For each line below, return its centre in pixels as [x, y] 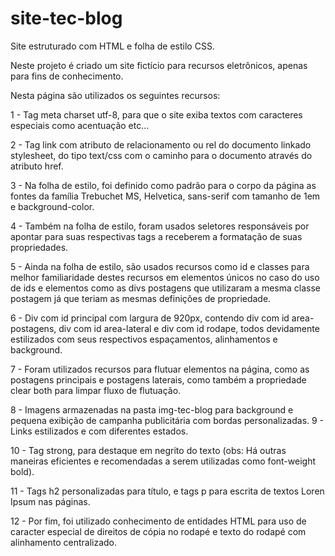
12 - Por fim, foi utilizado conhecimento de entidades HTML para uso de [158, 521]
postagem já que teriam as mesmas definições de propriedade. [141, 298]
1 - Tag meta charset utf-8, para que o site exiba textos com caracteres [156, 114]
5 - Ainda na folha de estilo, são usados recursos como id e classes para [160, 266]
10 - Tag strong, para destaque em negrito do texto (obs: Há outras [148, 450]
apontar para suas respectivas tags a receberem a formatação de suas [156, 236]
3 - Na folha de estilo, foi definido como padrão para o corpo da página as [163, 185]
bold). [22, 471]
